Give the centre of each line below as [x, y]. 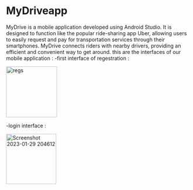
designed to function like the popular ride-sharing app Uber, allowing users [96, 33]
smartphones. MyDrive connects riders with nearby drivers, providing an [94, 46]
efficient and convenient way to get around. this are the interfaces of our [94, 52]
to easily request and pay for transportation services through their [86, 39]
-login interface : [26, 125]
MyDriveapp [37, 11]
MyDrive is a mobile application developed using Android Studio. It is [89, 27]
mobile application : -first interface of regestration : [68, 58]
